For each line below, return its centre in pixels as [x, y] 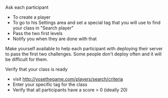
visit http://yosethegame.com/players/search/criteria [68, 79]
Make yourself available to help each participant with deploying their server [84, 48]
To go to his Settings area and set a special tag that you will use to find [87, 23]
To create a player [31, 17]
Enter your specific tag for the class [50, 84]
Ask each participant [27, 7]
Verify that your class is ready [36, 69]
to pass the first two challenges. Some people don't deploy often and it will [83, 54]
